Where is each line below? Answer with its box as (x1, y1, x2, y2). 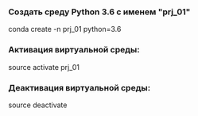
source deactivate (8, 100, 68, 110)
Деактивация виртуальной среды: (8, 82, 151, 93)
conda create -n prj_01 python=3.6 (8, 25, 122, 34)
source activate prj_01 (8, 62, 80, 72)
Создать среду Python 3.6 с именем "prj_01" (8, 6, 191, 17)
